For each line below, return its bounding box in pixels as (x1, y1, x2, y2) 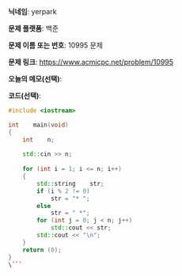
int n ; (22, 135, 55, 144)
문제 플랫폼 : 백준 (8, 24, 59, 33)
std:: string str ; (36, 180, 104, 187)
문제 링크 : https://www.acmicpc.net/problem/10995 (8, 58, 174, 66)
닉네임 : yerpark (8, 7, 57, 16)
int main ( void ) (8, 121, 69, 129)
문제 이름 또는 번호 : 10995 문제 (8, 40, 103, 50)
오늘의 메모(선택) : (8, 74, 63, 83)
